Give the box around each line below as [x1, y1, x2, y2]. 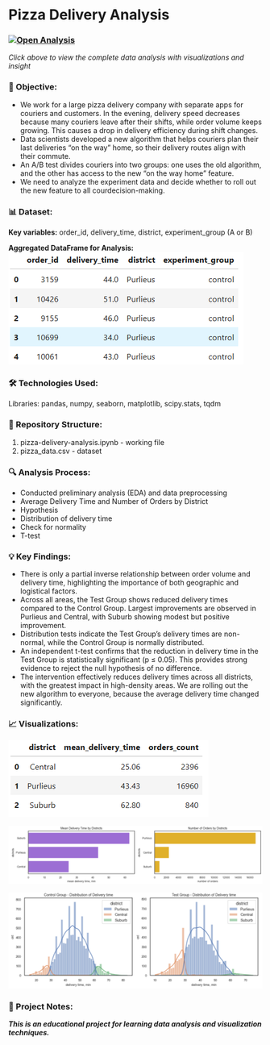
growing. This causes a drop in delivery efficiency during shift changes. [19, 125, 258, 135]
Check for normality [19, 522, 87, 531]
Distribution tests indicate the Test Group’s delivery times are [19, 629, 223, 639]
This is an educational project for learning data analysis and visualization [8, 1018, 262, 1029]
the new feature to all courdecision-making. [19, 185, 165, 195]
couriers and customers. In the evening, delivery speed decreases [19, 108, 240, 118]
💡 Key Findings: [8, 551, 71, 562]
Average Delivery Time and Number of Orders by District [19, 496, 209, 506]
